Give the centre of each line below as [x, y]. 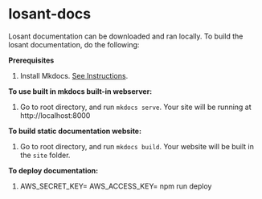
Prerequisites [31, 60]
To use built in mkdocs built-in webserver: [80, 91]
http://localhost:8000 [55, 115]
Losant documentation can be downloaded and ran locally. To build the [126, 36]
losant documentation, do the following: [74, 44]
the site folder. [45, 155]
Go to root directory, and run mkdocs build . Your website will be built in [137, 146]
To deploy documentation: [53, 170]
